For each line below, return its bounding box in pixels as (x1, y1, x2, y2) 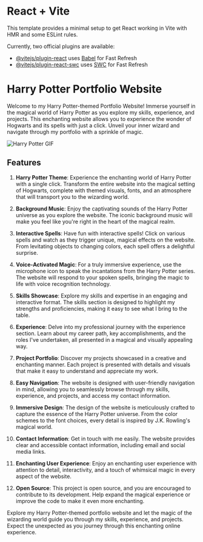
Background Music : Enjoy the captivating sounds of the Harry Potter (15, 205, 188, 212)
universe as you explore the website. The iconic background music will (15, 211, 193, 218)
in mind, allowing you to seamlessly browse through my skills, (15, 385, 170, 393)
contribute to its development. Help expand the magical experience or (15, 491, 190, 498)
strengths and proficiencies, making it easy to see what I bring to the (15, 305, 187, 312)
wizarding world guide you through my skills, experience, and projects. (7, 515, 184, 523)
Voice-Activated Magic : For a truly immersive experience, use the (15, 260, 182, 268)
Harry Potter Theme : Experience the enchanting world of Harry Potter (15, 173, 191, 181)
